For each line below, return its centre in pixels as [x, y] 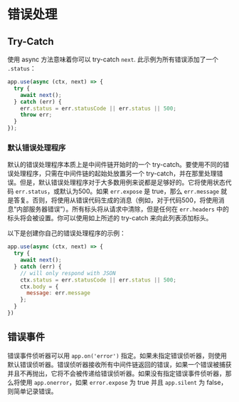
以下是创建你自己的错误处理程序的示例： [67, 233]
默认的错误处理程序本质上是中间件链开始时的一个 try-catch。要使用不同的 [115, 165]
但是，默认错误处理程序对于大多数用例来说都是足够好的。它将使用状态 [122, 182]
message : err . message [58, 293]
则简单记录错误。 [32, 391]
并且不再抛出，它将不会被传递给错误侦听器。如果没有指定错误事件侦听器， [116, 373]
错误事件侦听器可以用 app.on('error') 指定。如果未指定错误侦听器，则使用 [117, 355]
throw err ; [36, 115]
